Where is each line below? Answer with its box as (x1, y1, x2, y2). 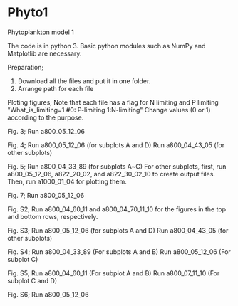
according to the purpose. (7, 113, 84, 122)
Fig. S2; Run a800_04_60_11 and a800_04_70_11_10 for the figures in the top (7, 204, 227, 213)
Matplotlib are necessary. (7, 49, 82, 58)
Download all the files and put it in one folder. (17, 76, 151, 85)
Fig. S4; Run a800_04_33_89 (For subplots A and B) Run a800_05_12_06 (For (7, 247, 232, 256)
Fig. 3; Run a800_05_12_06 (7, 127, 86, 135)
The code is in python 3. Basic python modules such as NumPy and (7, 41, 206, 50)
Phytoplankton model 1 (7, 28, 75, 36)
